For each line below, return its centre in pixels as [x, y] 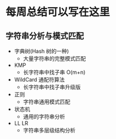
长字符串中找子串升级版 [52, 87]
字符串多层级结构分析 [49, 130]
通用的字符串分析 [44, 117]
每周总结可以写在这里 [58, 12]
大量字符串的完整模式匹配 [54, 59]
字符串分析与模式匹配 [45, 36]
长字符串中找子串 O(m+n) [54, 72]
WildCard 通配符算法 [39, 80]
